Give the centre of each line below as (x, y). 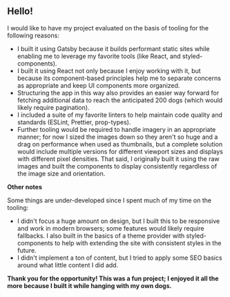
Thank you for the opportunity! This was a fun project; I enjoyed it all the (113, 278)
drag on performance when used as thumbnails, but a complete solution (120, 144)
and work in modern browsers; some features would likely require (111, 228)
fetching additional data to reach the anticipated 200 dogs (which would (120, 100)
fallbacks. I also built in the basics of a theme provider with (101, 236)
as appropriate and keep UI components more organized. (98, 85)
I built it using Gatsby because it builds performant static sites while (113, 48)
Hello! (20, 11)
